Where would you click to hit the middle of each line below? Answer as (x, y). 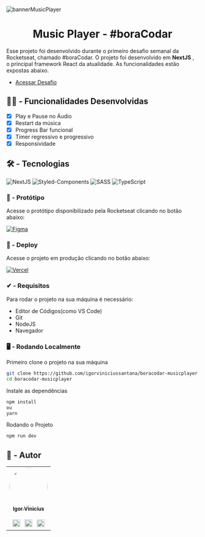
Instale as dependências (37, 391)
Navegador (29, 330)
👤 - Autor (24, 455)
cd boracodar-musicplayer (39, 379)
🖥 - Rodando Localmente (44, 347)
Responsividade (35, 144)
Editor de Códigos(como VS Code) (59, 311)
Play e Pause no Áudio (43, 116)
